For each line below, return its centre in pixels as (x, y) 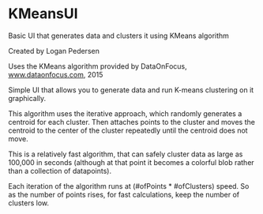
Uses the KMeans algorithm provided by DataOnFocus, (98, 66)
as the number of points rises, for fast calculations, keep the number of (124, 194)
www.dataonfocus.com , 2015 (56, 74)
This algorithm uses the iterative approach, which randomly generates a (125, 113)
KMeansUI (43, 14)
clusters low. (29, 203)
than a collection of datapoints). (60, 171)
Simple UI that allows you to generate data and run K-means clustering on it (131, 90)
